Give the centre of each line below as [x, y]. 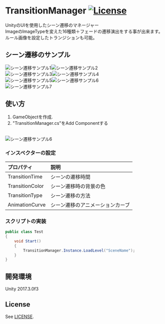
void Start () [28, 241]
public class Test [24, 232]
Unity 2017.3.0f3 [22, 289]
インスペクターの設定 [30, 153]
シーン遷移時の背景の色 [78, 186]
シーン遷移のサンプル [38, 55]
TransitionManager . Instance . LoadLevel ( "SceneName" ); [79, 250]
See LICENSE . [19, 317]
